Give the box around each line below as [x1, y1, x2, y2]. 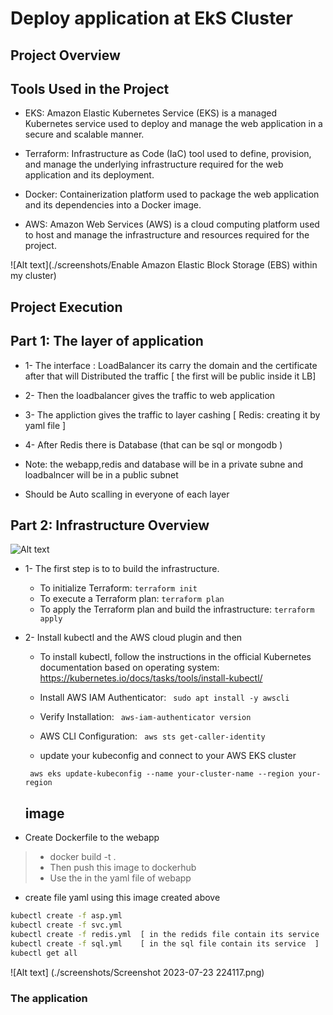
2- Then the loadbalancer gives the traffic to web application [24, 389, 276, 401]
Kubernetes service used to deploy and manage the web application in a [24, 118, 323, 130]
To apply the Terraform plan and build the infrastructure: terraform [39, 603, 315, 616]
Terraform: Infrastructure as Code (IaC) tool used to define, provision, [24, 148, 312, 160]
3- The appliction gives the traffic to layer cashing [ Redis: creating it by [24, 408, 321, 421]
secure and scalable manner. [24, 128, 145, 141]
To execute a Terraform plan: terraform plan [39, 593, 225, 605]
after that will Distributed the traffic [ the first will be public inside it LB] [24, 370, 317, 382]
